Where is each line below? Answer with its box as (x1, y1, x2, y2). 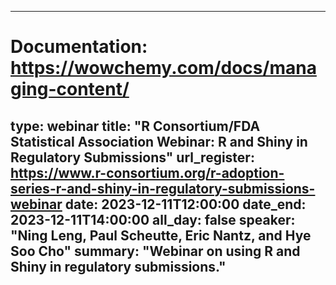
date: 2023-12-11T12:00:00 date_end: (64, 196, 307, 213)
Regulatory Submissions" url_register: (10, 149, 255, 166)
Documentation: (10, 36, 148, 58)
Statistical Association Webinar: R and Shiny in (10, 133, 308, 150)
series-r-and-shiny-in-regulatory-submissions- (10, 180, 316, 197)
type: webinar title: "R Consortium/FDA (10, 117, 261, 135)
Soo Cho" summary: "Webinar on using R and (10, 242, 301, 260)
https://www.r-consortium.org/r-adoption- (10, 164, 285, 181)
